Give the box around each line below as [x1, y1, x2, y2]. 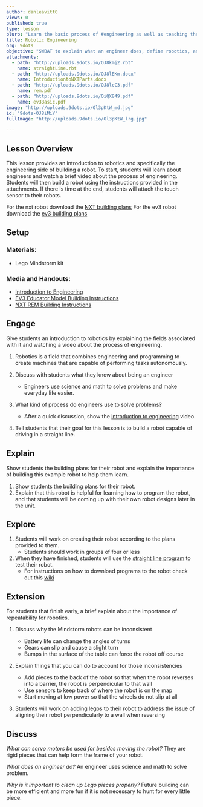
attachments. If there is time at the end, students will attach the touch [6, 185, 179, 193]
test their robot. [14, 561, 54, 568]
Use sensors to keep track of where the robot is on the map [24, 687, 173, 694]
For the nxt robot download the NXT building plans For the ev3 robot [6, 203, 176, 211]
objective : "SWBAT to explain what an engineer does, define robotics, [6, 48, 190, 54]
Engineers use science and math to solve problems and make [24, 383, 177, 390]
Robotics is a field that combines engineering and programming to [14, 352, 180, 360]
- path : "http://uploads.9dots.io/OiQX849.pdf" [11, 93, 134, 99]
